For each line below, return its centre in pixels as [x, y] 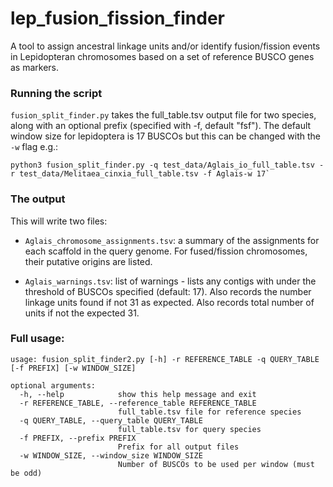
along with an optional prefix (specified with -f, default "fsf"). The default [161, 126]
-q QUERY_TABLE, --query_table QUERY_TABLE [111, 420]
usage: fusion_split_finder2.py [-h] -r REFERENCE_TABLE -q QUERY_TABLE [165, 359]
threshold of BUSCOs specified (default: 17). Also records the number [168, 291]
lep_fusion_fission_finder [117, 18]
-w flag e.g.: [34, 147]
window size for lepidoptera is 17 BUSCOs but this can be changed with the [165, 136]
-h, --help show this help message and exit [138, 394]
